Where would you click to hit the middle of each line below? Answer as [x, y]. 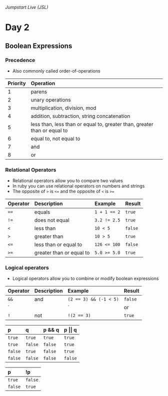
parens [39, 91]
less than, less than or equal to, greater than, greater [92, 124]
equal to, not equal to [55, 138]
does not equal [52, 220]
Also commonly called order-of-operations [56, 71]
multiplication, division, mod [63, 108]
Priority [17, 83]
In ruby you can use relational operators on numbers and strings [78, 186]
